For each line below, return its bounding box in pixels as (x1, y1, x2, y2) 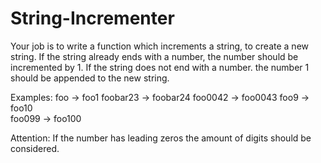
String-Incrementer (10, 7, 175, 30)
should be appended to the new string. (10, 72, 170, 84)
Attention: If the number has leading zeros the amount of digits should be (10, 132, 312, 144)
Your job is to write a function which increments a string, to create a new (10, 40, 310, 52)
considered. (10, 142, 60, 154)
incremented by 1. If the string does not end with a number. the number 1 (10, 61, 310, 73)
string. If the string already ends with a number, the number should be (10, 50, 299, 62)
